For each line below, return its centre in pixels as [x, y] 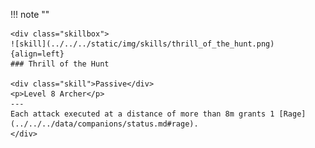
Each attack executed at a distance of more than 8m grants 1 [142, 114]
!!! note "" [30, 14]
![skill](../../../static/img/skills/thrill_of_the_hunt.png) [142, 44]
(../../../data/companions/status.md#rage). [104, 124]
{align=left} [37, 54]
